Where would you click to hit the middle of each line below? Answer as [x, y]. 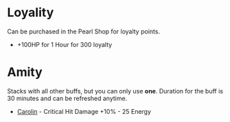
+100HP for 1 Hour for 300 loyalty [65, 44]
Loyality [31, 13]
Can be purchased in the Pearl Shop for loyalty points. [83, 31]
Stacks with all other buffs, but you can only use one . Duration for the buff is [115, 91]
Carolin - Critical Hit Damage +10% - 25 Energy [84, 111]
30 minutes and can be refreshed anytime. [67, 98]
